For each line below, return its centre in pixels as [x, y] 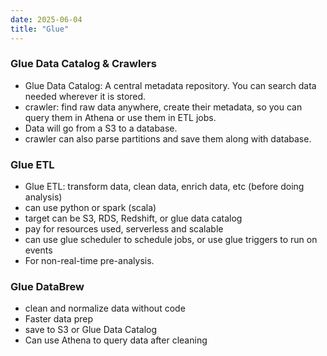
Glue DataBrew [47, 287]
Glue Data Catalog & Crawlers [83, 64]
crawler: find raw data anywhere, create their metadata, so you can [163, 107]
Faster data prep [59, 319]
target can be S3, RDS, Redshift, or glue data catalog [133, 218]
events [38, 250]
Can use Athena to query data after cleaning [116, 340]
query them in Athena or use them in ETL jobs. [120, 117]
